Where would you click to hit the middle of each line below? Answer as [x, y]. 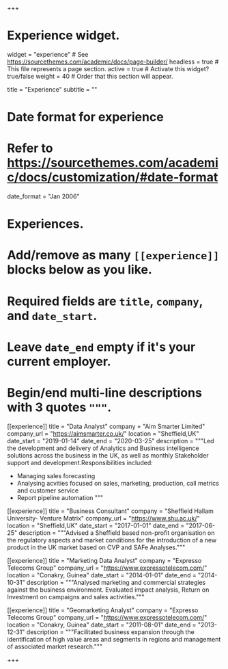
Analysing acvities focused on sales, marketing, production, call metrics [118, 483]
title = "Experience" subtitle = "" [52, 89]
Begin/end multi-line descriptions [105, 393]
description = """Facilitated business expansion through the [110, 632]
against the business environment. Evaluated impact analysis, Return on [108, 590]
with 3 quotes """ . [59, 407]
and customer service [48, 490]
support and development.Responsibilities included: [80, 462]
